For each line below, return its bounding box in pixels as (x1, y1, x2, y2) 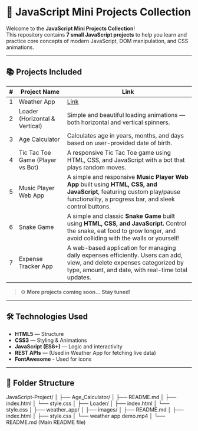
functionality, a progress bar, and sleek (67, 195, 175, 203)
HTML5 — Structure (14, 330, 64, 337)
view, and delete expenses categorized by (67, 258, 184, 266)
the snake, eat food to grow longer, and (67, 227, 176, 235)
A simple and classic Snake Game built (67, 212, 175, 220)
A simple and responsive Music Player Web (67, 172, 189, 181)
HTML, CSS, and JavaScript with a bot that (67, 156, 185, 164)
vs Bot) (18, 163, 39, 171)
